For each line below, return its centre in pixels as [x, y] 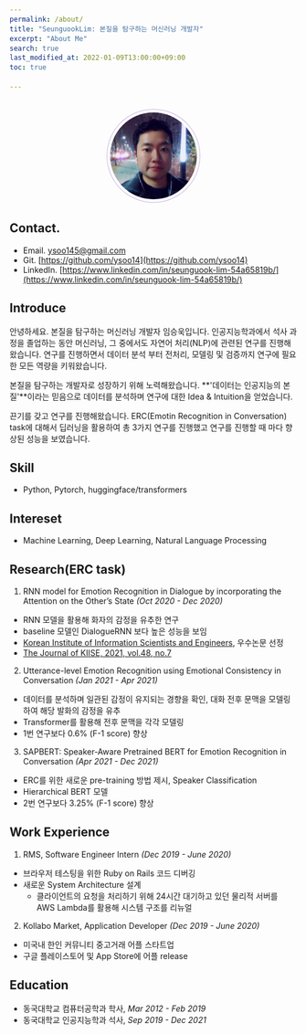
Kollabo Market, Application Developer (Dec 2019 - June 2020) [141, 925]
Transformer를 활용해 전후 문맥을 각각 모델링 [103, 722]
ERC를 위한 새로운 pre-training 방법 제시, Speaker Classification [140, 780]
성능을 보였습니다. [58, 438]
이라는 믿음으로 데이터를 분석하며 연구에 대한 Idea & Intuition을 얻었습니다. [160, 396]
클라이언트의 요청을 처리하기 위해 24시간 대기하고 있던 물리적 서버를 [157, 896]
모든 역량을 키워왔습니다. [63, 365]
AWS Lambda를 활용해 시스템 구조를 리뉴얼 [114, 907]
